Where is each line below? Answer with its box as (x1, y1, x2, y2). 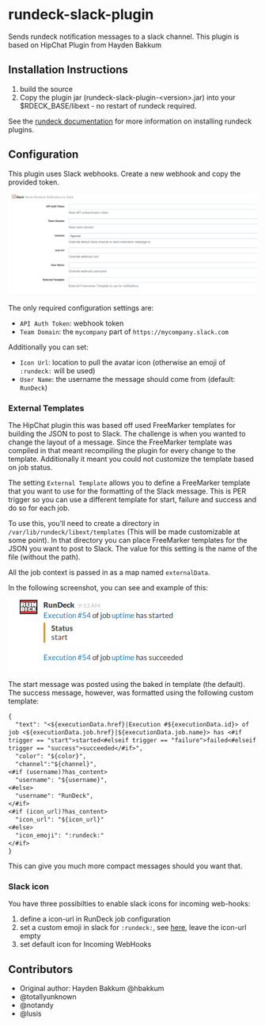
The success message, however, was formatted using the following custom (8, 688, 254, 698)
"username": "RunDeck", (15, 792, 93, 800)
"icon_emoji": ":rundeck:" (15, 832, 104, 840)
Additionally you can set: (8, 342, 89, 352)
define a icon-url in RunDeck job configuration (19, 914, 172, 924)
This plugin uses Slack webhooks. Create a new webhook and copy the (8, 169, 241, 178)
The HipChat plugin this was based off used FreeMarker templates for (8, 421, 236, 430)
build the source (19, 84, 74, 93)
